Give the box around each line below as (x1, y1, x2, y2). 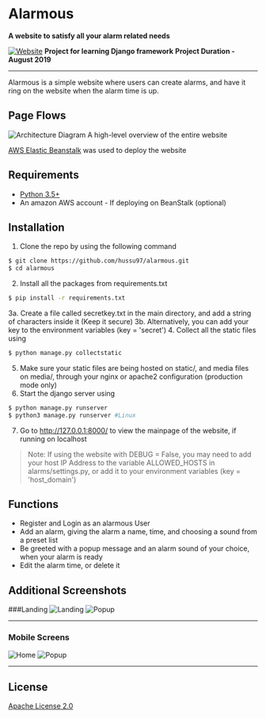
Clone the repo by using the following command (19, 242, 177, 251)
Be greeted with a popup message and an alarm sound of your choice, (19, 544, 250, 553)
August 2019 (8, 55, 51, 64)
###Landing (8, 605, 48, 614)
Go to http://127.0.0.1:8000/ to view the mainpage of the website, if (19, 426, 237, 435)
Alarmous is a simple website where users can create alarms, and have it (8, 77, 246, 87)
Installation (8, 220, 65, 234)
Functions (8, 498, 59, 511)
